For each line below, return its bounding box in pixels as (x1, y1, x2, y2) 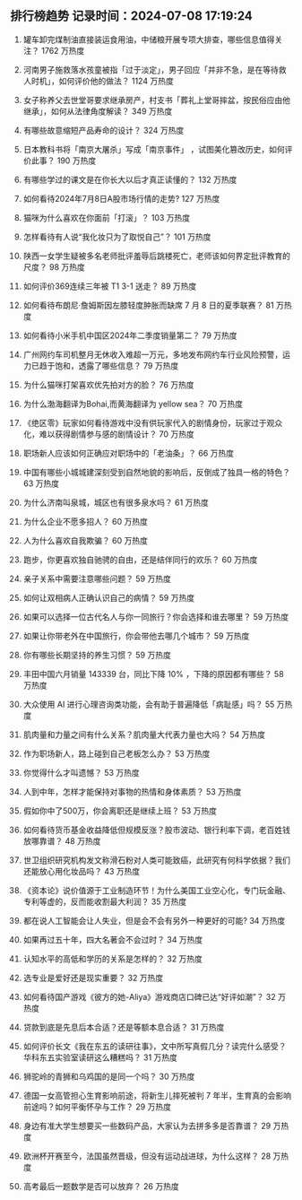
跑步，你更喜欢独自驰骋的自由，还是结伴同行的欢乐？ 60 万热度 (22, 554, 258, 565)
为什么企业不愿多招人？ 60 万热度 (22, 516, 149, 526)
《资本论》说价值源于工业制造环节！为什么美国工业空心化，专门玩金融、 (22, 884, 290, 895)
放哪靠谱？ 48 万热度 (22, 835, 101, 846)
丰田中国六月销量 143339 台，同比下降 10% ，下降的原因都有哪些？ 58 (22, 668, 285, 679)
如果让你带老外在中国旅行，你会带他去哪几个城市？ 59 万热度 (22, 630, 250, 641)
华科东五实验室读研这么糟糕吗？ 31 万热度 (22, 1052, 178, 1063)
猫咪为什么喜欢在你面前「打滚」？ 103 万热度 (22, 212, 191, 222)
